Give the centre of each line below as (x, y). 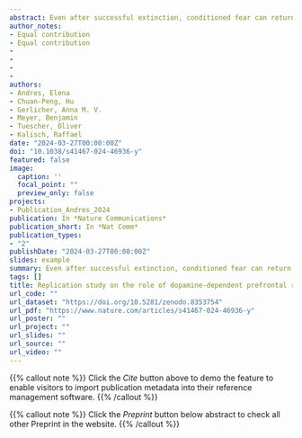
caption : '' (40, 176)
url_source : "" (38, 344)
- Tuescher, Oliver (46, 127)
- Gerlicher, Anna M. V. (56, 110)
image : (22, 168)
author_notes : (36, 26)
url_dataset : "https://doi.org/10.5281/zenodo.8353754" (116, 302)
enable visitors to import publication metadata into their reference (131, 387)
